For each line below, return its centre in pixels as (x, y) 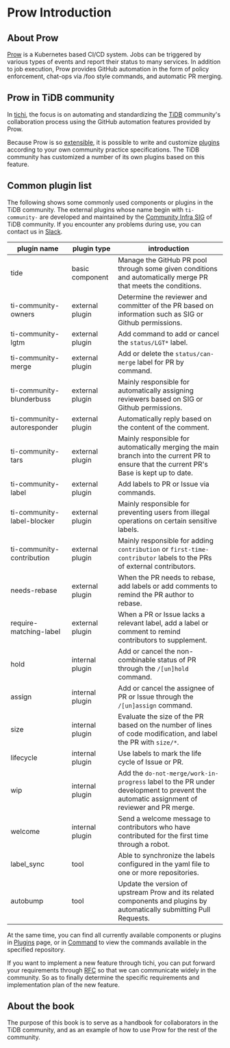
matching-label (36, 631)
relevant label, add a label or (163, 622)
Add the (130, 773)
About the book (41, 1006)
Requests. (134, 918)
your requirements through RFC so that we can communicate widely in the (112, 970)
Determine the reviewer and (162, 296)
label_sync (28, 864)
